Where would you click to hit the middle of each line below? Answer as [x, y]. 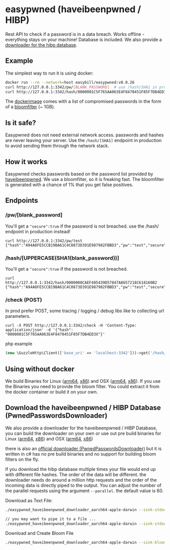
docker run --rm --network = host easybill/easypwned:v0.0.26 [70, 82]
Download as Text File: [29, 500]
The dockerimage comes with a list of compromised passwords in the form [83, 101]
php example [19, 344]
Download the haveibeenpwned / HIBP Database [83, 408]
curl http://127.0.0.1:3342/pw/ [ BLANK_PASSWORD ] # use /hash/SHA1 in [81, 87]
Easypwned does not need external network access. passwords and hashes [84, 135]
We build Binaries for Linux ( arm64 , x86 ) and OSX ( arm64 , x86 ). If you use [83, 381]
